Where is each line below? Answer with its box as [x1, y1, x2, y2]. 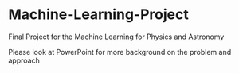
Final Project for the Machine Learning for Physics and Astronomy [8, 32, 225, 41]
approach [8, 56, 40, 65]
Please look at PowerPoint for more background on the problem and [8, 47, 232, 56]
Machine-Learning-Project [8, 6, 189, 24]
